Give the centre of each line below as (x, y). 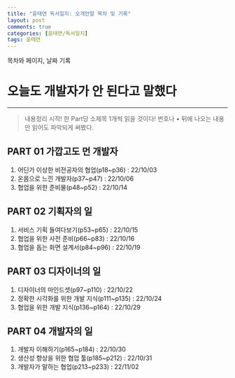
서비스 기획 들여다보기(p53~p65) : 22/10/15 (78, 230)
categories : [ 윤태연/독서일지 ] (48, 33)
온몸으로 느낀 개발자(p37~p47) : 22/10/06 (76, 178)
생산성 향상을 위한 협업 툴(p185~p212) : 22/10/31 (85, 358)
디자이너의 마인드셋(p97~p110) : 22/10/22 (75, 289)
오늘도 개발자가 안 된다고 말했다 (92, 91)
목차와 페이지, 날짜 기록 (39, 61)
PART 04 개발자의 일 (50, 331)
